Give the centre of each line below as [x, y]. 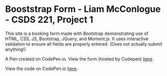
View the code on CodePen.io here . [42, 69]
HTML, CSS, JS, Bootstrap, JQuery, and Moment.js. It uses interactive [77, 39]
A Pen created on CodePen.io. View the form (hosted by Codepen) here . [79, 59]
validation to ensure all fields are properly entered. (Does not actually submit [84, 44]
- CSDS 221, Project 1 [49, 20]
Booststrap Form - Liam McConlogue [83, 9]
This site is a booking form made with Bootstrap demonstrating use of [77, 33]
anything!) [16, 49]
